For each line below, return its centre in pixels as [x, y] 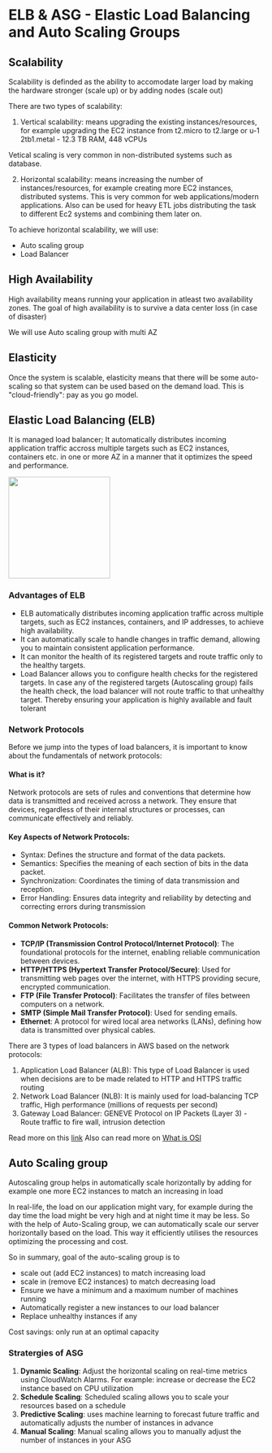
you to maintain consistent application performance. [107, 647]
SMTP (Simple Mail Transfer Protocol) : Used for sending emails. [129, 1012]
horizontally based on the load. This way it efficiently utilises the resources [133, 1233]
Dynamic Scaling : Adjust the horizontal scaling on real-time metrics [134, 1371]
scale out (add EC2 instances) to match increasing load [112, 1273]
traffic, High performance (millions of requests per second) [119, 1104]
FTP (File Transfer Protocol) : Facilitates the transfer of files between [135, 995]
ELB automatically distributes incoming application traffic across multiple [142, 613]
